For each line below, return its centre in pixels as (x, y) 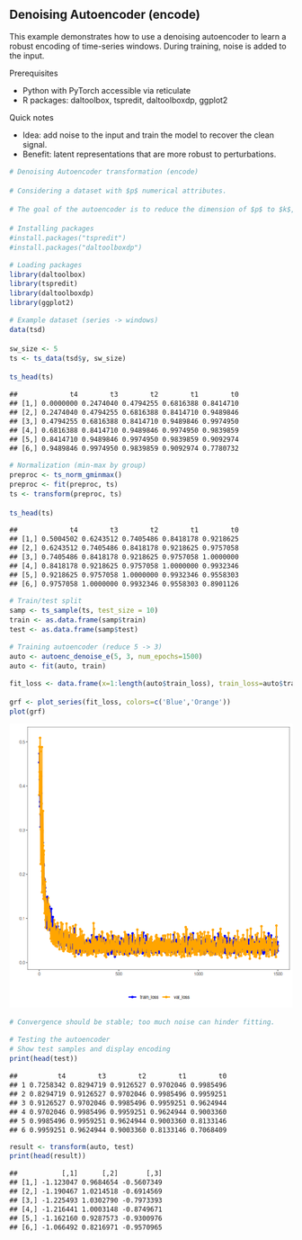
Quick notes (31, 117)
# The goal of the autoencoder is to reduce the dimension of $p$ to (142, 210)
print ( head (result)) (48, 1156)
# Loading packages (46, 265)
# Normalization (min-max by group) (78, 466)
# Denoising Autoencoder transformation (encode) (104, 171)
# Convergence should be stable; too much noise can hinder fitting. (142, 1022)
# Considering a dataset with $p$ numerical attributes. (118, 191)
